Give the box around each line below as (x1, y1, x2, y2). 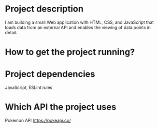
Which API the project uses (5, 101, 116, 113)
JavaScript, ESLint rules (5, 85, 53, 90)
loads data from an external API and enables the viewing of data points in (5, 24, 151, 30)
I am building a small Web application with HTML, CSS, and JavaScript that (5, 19, 154, 25)
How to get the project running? (5, 47, 135, 57)
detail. (5, 29, 18, 35)
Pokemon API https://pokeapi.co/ (5, 117, 71, 123)
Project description (5, 3, 84, 14)
